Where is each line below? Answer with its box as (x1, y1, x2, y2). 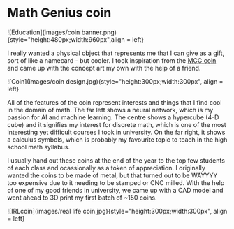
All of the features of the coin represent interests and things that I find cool (7, 98, 222, 106)
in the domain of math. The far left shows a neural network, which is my (7, 105, 214, 114)
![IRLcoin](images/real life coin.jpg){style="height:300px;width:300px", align (7, 207, 228, 215)
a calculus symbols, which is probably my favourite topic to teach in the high (7, 135, 228, 144)
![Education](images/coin (7, 28, 80, 36)
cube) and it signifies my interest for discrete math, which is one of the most (7, 120, 227, 128)
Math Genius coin (7, 5, 112, 21)
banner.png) (81, 28, 117, 36)
